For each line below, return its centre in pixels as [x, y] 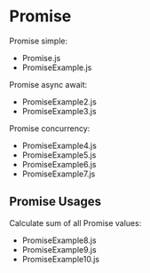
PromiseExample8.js [59, 240]
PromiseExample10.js [61, 259]
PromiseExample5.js [59, 155]
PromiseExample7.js [59, 174]
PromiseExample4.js [59, 145]
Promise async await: [48, 84]
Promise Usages [55, 202]
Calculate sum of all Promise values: [75, 222]
